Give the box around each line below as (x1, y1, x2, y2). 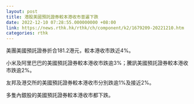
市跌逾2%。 (6, 67, 35, 74)
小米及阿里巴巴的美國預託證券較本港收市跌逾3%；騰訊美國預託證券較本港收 (6, 60, 189, 67)
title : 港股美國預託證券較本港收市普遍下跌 (6, 14, 99, 20)
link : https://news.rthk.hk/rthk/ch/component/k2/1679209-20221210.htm (6, 25, 184, 31)
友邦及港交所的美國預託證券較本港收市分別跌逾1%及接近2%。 (6, 79, 155, 86)
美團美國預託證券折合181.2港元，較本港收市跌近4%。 (6, 47, 134, 54)
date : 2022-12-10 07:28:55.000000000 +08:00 (6, 19, 116, 25)
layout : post (6, 8, 38, 15)
